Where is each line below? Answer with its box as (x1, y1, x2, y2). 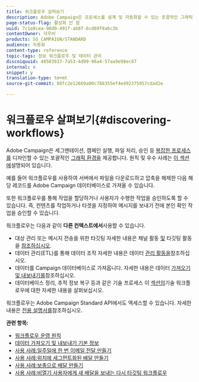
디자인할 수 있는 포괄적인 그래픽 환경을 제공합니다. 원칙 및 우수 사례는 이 (12, 154, 179, 161)
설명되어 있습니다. (11, 161, 52, 168)
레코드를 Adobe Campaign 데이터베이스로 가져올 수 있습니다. (12, 181, 155, 189)
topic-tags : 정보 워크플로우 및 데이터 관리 (6, 53, 102, 59)
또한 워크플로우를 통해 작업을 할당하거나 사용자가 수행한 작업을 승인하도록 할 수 (6, 194, 189, 201)
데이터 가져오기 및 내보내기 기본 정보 (14, 339, 99, 346)
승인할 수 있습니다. (17, 209, 61, 216)
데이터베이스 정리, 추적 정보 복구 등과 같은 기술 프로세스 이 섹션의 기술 (14, 279, 175, 286)
